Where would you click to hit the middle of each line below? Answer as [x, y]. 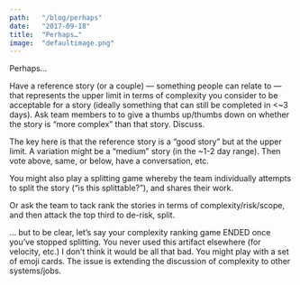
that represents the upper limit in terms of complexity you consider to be [144, 96]
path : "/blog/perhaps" [56, 18]
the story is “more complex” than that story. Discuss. [107, 124]
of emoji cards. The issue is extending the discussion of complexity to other [150, 262]
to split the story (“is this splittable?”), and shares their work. [122, 188]
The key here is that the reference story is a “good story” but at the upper [145, 142]
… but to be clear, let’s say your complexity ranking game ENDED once [140, 233]
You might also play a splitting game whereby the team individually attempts [150, 179]
